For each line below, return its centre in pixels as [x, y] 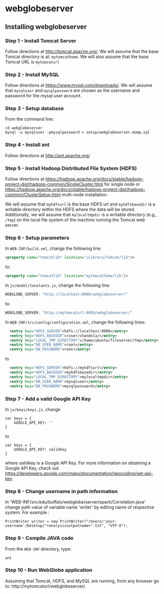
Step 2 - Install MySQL [32, 74]
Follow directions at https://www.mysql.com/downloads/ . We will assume [79, 85]
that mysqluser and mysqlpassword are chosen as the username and [72, 90]
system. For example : [27, 512]
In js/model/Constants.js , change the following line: [58, 285]
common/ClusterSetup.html [33, 195]
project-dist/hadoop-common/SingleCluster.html [54, 184]
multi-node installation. [85, 195]
